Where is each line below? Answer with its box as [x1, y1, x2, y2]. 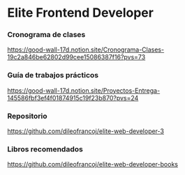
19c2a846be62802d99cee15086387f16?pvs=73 [7, 53, 146, 61]
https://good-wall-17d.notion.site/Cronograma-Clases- [7, 45, 165, 54]
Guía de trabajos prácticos [7, 70, 99, 80]
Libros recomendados [7, 144, 84, 154]
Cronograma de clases [7, 30, 86, 40]
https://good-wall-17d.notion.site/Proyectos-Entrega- [7, 86, 161, 95]
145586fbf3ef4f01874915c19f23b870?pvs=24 [7, 93, 139, 102]
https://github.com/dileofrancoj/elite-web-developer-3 [7, 127, 165, 135]
